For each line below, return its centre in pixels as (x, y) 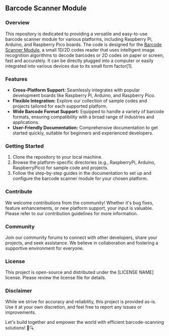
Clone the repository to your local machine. (57, 157)
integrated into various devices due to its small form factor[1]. (69, 66)
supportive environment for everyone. (45, 248)
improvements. (21, 312)
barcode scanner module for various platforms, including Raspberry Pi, (79, 39)
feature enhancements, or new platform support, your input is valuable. (79, 208)
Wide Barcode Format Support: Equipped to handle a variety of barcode (88, 111)
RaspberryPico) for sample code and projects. (60, 168)
